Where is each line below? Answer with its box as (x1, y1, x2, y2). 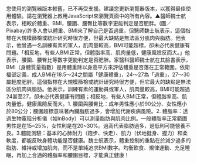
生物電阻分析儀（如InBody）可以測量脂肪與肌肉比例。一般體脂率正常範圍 (11, 115, 188, 122)
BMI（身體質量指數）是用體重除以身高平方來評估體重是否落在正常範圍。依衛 (6, 64, 191, 70)
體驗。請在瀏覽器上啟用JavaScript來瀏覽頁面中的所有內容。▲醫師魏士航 (11, 12, 186, 19)
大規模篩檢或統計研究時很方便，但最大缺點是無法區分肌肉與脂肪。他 (16, 35, 181, 41)
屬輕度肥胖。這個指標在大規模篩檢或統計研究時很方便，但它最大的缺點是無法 (6, 78, 191, 85)
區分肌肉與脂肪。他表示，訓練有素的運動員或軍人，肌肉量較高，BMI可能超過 (6, 86, 191, 93)
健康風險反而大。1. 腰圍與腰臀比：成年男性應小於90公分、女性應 (26, 100, 182, 107)
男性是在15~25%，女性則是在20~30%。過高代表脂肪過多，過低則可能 (6, 122, 176, 129)
